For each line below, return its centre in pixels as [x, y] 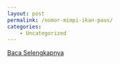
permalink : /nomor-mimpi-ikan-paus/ [60, 20]
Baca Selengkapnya [36, 53]
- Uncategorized [43, 33]
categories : [24, 26]
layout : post [26, 14]
